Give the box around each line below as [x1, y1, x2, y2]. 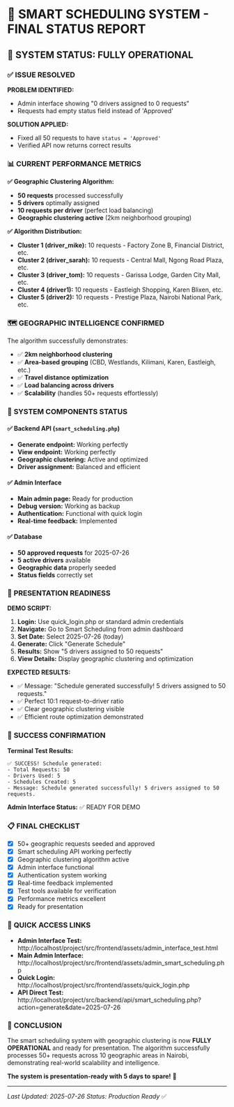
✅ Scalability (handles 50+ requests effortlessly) [17, 389, 159, 397]
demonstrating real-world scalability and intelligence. [7, 1059, 160, 1067]
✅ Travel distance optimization [17, 373, 109, 382]
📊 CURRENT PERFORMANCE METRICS [7, 158, 141, 168]
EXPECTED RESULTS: [7, 668, 71, 676]
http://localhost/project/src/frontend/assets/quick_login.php [17, 981, 190, 989]
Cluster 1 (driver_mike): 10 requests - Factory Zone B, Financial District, [17, 241, 224, 250]
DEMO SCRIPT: [7, 604, 52, 613]
